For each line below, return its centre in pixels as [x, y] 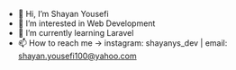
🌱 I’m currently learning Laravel [76, 33]
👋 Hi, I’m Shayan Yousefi [64, 14]
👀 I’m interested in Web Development [86, 23]
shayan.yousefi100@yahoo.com [77, 56]
